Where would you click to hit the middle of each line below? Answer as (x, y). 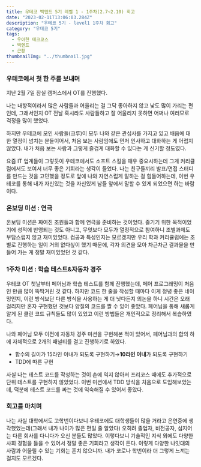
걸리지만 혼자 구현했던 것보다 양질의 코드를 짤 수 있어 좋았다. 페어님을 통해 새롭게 (100, 306)
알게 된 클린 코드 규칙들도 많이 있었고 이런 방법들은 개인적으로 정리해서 (88, 313)
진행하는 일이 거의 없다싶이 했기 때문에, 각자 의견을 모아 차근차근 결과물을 (103, 245)
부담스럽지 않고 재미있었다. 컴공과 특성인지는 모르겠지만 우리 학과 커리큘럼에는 (97, 237)
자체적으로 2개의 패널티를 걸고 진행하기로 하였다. (69, 341)
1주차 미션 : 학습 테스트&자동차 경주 (54, 270)
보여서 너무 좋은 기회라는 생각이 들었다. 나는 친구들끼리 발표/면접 (102, 168)
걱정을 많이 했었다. (28, 120)
